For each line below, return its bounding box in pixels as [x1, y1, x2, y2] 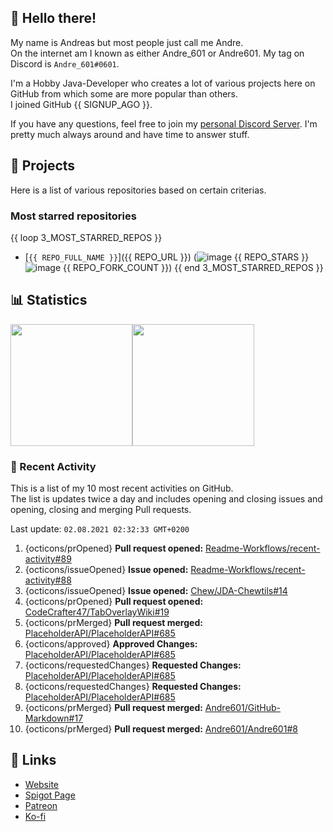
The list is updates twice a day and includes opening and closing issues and [10, 493, 323, 505]
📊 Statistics [10, 292, 88, 309]
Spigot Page [24, 789, 76, 801]
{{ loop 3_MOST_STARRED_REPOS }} [10, 231, 163, 243]
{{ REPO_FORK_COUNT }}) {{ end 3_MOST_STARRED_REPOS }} [63, 261, 324, 273]
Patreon [24, 799, 58, 811]
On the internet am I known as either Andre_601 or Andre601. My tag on [10, 47, 305, 59]
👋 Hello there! [10, 10, 97, 27]
